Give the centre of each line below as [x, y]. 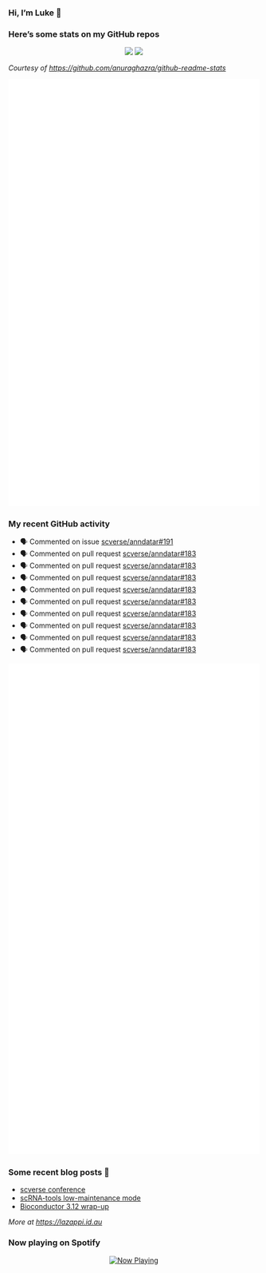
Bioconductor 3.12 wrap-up [65, 1207]
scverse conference [53, 1190]
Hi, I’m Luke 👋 [35, 13]
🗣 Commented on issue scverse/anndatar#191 [96, 541]
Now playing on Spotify [55, 1243]
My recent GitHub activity [59, 524]
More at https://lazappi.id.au [55, 1222]
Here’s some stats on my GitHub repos [84, 34]
